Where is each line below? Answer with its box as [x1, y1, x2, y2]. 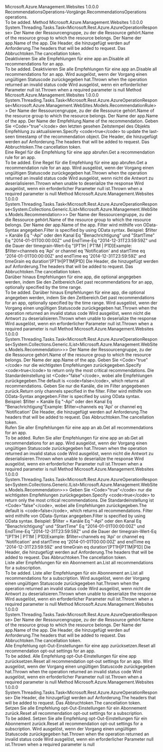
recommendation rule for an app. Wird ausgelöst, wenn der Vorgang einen [5, 165, 154, 171]
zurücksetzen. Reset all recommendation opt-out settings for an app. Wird [5, 659, 152, 664]
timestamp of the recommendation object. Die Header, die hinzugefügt [16, 133, 158, 139]
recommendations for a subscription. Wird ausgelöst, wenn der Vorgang [5, 575, 150, 581]
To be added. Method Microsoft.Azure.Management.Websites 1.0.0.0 [5, 20, 143, 25]
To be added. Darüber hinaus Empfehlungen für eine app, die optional [5, 289, 145, 295]
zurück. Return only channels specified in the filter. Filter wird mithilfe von [5, 388, 152, 394]
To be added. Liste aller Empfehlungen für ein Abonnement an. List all [5, 570, 144, 575]
